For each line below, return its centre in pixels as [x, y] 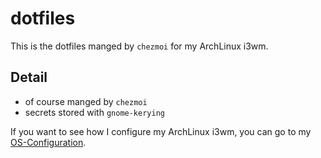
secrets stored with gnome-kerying [94, 112]
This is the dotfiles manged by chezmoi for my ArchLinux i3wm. [139, 46]
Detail [29, 77]
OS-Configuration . [48, 142]
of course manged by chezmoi [86, 101]
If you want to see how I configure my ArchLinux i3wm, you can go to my [161, 131]
